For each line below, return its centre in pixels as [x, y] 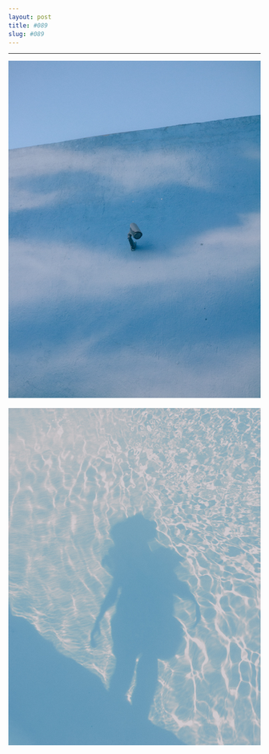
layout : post [30, 17]
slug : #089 [26, 34]
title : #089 [28, 25]
